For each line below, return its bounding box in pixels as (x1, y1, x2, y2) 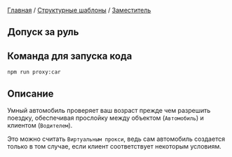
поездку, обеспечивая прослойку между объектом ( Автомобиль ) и (7, 114, 205, 122)
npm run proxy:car (7, 69, 61, 76)
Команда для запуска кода (7, 50, 132, 62)
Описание (7, 88, 54, 100)
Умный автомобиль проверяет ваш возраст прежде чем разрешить (7, 107, 211, 115)
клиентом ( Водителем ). (7, 121, 73, 130)
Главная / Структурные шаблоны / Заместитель (7, 6, 151, 14)
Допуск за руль (7, 26, 79, 38)
